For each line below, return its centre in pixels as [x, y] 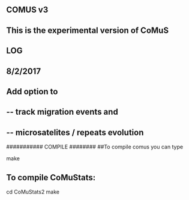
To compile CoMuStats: [51, 177]
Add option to [32, 92]
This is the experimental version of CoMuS [88, 30]
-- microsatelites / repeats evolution [75, 132]
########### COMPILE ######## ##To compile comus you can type [95, 147]
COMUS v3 [27, 10]
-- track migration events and [62, 112]
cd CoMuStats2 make [33, 192]
